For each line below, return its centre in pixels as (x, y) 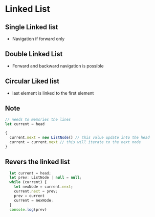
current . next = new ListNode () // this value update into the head (80, 138)
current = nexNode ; (34, 200)
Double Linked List (34, 54)
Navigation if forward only (38, 39)
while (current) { (28, 182)
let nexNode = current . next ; (44, 187)
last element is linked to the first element (53, 93)
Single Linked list (32, 27)
